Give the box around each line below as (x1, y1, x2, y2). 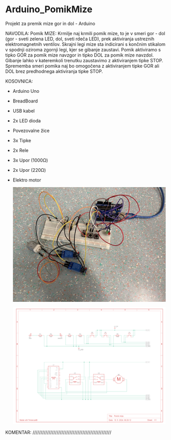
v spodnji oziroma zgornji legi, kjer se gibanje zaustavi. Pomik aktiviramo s (5, 46, 161, 53)
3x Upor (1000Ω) (12, 157, 48, 163)
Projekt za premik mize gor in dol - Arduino (5, 20, 96, 27)
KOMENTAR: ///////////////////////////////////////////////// (5, 429, 111, 435)
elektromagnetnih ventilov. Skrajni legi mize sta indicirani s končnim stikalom (5, 41, 166, 47)
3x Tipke (12, 137, 32, 143)
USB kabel (12, 108, 35, 114)
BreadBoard (12, 98, 38, 104)
